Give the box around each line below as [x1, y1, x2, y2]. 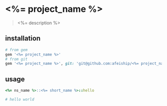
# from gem [5, 47, 28, 53]
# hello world [5, 97, 35, 102]
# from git [5, 56, 28, 61]
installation [5, 34, 41, 43]
